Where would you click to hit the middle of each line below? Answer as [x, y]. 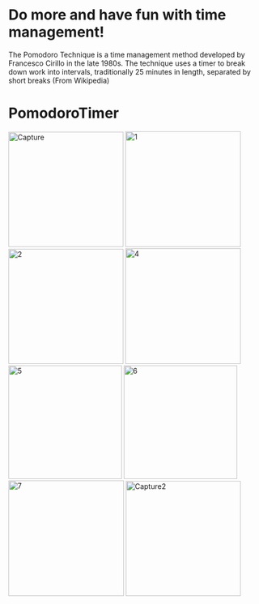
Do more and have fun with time [117, 15]
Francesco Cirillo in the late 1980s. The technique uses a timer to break [127, 63]
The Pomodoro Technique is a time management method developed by [127, 54]
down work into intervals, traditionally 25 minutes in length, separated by [129, 71]
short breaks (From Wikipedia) [59, 80]
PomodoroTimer [64, 113]
